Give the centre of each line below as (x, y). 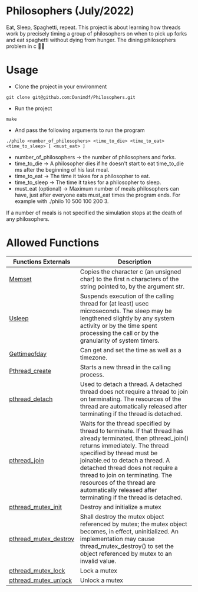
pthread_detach (31, 399)
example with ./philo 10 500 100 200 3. (62, 201)
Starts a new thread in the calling (125, 367)
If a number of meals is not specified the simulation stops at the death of (94, 213)
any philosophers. (28, 219)
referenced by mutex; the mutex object (133, 524)
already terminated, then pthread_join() (134, 438)
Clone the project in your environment (61, 86)
